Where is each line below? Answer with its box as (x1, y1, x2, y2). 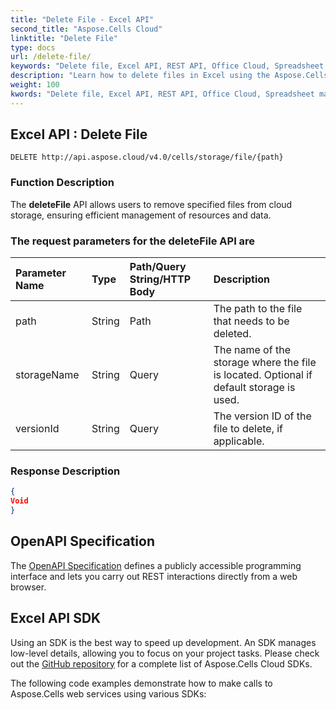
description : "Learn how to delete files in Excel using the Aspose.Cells (10, 71, 329, 81)
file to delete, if (213, 422, 284, 436)
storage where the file (213, 356, 317, 370)
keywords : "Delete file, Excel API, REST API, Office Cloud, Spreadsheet (10, 61, 325, 71)
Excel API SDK (10, 610, 102, 627)
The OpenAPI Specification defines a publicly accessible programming (10, 559, 302, 571)
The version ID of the (213, 409, 312, 423)
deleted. (213, 327, 252, 341)
